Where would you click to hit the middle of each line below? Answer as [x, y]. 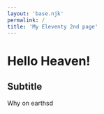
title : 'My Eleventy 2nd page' [53, 26]
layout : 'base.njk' [36, 14]
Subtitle [25, 87]
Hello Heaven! [49, 61]
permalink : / [26, 20]
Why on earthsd [30, 103]
